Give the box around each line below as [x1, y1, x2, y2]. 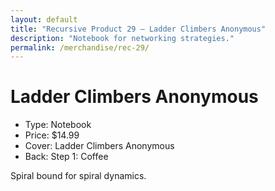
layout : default [10, 14, 78, 25]
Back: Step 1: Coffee [24, 151, 109, 163]
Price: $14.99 [24, 129, 80, 141]
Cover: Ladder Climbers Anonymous [24, 140, 175, 152]
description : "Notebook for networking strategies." [10, 33, 235, 43]
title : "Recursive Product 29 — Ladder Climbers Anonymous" [10, 24, 267, 34]
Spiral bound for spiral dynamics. [10, 170, 147, 182]
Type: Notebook [24, 119, 92, 131]
